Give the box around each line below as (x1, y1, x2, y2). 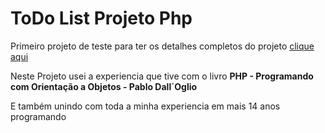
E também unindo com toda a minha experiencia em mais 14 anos (10, 100, 281, 112)
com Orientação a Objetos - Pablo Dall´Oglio (10, 80, 198, 92)
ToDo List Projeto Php (10, 7, 193, 30)
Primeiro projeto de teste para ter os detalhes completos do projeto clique (10, 40, 315, 52)
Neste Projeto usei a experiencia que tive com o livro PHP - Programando (10, 70, 314, 82)
